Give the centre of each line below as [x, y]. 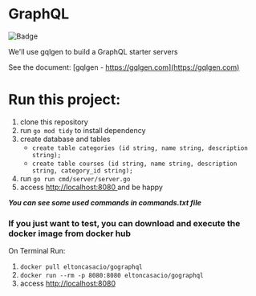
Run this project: [65, 100]
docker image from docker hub [69, 233]
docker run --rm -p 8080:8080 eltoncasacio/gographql [112, 276]
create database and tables [65, 139]
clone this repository [54, 122]
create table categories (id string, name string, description [140, 148]
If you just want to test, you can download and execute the [124, 223]
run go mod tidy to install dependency [83, 130]
